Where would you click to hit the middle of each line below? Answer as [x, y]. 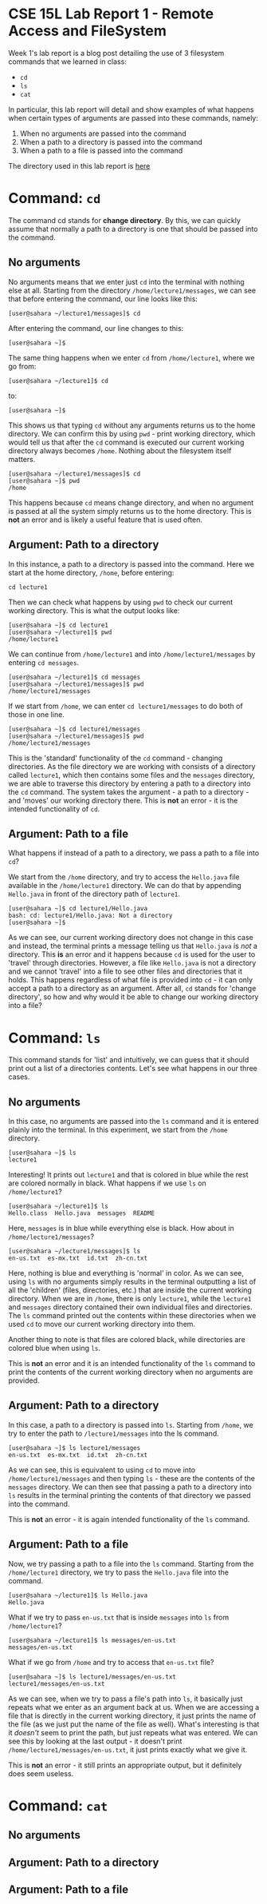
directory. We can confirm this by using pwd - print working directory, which [132, 433]
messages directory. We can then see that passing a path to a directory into [130, 1487]
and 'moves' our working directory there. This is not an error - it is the [123, 800]
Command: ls [55, 1038]
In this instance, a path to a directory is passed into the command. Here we [132, 564]
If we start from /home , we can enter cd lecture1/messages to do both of [126, 706]
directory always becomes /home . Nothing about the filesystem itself [120, 450]
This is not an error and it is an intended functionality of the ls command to [132, 1364]
